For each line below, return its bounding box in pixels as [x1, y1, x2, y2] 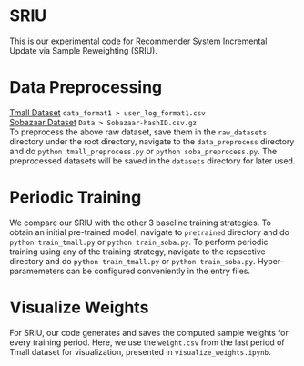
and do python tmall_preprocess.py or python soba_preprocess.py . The [9, 145, 278, 156]
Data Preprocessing [9, 77, 163, 98]
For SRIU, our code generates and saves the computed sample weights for [9, 327, 289, 338]
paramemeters [9, 265, 65, 276]
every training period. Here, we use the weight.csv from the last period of [9, 337, 285, 348]
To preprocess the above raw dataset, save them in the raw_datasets [9, 126, 268, 137]
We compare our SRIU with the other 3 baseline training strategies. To [9, 217, 271, 228]
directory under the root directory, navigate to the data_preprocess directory [9, 135, 295, 146]
